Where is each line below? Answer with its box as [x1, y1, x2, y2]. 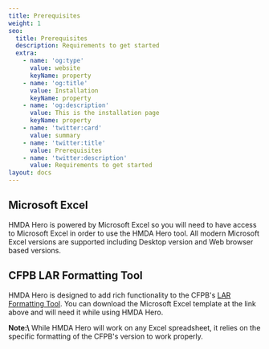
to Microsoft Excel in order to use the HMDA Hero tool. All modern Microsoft [8, 228, 259, 238]
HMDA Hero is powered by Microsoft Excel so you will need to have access [8, 220, 257, 229]
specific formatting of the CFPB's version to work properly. [8, 331, 203, 341]
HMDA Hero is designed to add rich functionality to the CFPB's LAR [8, 290, 231, 300]
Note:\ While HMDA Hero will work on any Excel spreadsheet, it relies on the [8, 322, 261, 332]
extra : [15, 49, 38, 57]
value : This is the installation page [29, 109, 160, 117]
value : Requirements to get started [29, 162, 153, 170]
